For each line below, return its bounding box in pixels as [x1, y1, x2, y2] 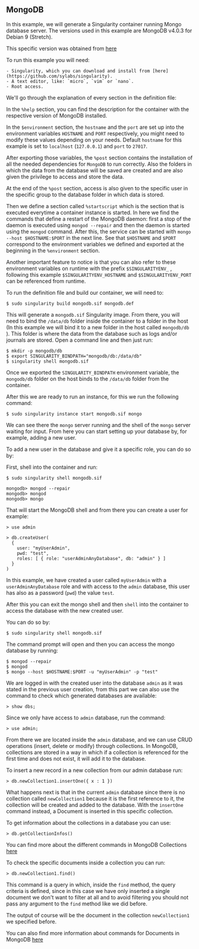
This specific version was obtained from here [6, 45, 117, 52]
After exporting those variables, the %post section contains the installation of [6, 154, 193, 161]
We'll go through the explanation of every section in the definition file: [6, 94, 177, 101]
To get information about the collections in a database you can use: [6, 819, 171, 826]
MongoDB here [6, 936, 43, 943]
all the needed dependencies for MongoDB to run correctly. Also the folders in [6, 160, 192, 168]
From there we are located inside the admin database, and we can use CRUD [6, 736, 193, 743]
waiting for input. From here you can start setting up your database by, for [6, 428, 187, 435]
